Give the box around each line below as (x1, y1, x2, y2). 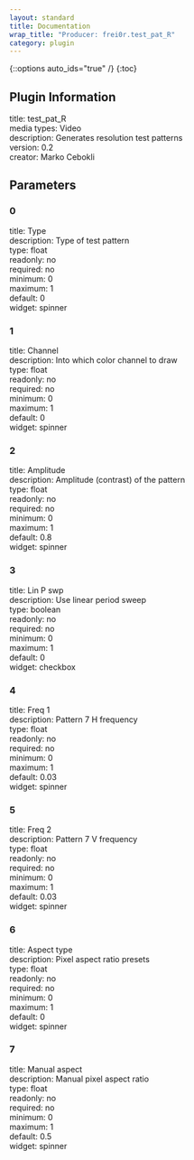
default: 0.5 (9, 1130, 52, 1142)
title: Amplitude (9, 465, 66, 476)
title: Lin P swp (9, 584, 64, 596)
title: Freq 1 (9, 704, 51, 715)
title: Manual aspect (9, 1063, 83, 1074)
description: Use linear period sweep (9, 594, 147, 605)
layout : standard (9, 13, 75, 23)
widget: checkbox (9, 661, 77, 673)
